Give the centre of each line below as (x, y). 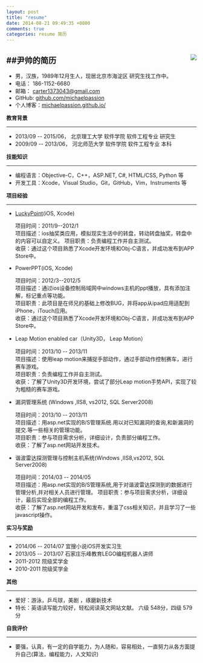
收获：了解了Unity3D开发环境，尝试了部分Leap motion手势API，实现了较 (106, 382)
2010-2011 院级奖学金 (42, 569)
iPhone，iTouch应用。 (43, 310)
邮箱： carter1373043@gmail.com (58, 91)
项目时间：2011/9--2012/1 (47, 226)
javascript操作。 (35, 514)
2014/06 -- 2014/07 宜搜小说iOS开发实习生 (68, 546)
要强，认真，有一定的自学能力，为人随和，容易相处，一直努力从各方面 (102, 646)
